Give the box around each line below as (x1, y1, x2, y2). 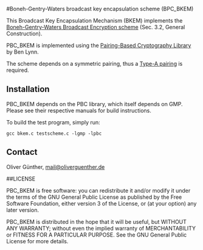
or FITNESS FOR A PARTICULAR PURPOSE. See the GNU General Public (6, 231, 187, 238)
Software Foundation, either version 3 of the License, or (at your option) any (6, 199, 197, 207)
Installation (6, 84, 50, 95)
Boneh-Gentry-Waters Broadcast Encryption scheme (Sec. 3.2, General (6, 24, 185, 30)
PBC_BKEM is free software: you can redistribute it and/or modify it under (6, 187, 191, 194)
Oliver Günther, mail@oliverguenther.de (6, 163, 105, 170)
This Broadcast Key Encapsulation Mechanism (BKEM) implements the (6, 17, 183, 24)
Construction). (6, 30, 43, 37)
